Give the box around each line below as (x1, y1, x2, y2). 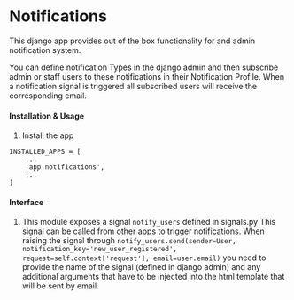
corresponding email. (9, 90, 87, 101)
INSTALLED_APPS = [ (9, 148, 81, 157)
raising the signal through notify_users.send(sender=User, (21, 235, 236, 246)
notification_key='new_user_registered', (21, 245, 177, 254)
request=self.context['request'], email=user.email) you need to (21, 252, 267, 263)
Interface (9, 196, 44, 207)
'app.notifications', (25, 163, 104, 172)
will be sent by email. (21, 281, 99, 291)
